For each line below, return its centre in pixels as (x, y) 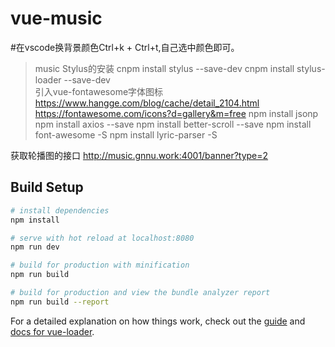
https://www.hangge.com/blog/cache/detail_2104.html (147, 103)
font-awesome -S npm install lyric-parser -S (126, 134)
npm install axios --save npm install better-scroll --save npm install (173, 124)
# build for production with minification (100, 265)
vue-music (56, 18)
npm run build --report (60, 302)
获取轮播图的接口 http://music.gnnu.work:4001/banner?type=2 (139, 155)
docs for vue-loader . (52, 331)
